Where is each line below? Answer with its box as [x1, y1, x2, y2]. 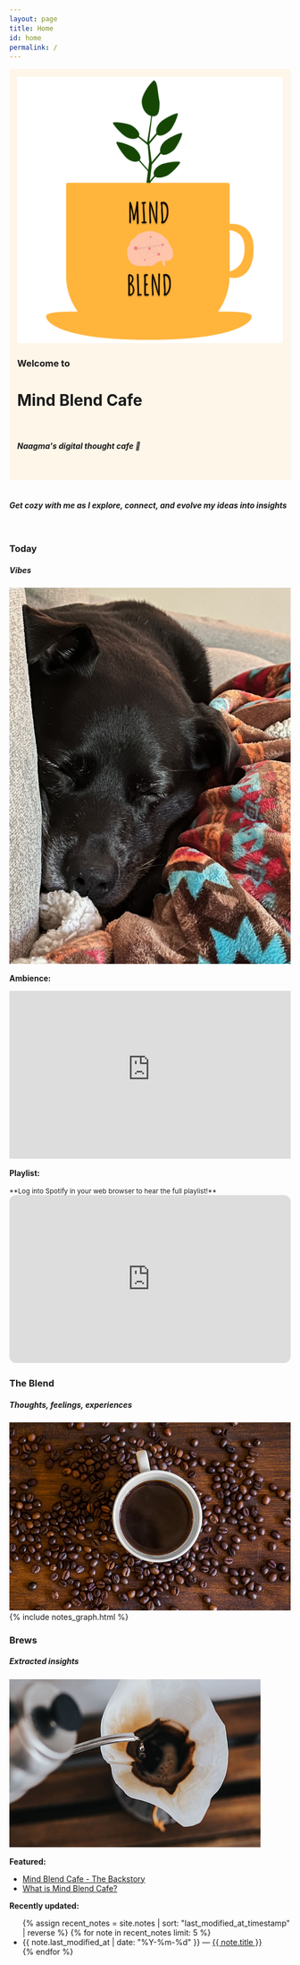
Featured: [9, 1856, 46, 1866]
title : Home [9, 23, 54, 33]
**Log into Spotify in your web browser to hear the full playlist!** [9, 1186, 217, 1196]
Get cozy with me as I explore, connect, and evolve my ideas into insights [9, 500, 287, 511]
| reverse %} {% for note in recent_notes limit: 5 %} [21, 1926, 212, 1938]
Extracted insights [9, 1656, 79, 1667]
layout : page [9, 14, 58, 23]
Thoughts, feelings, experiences [9, 1399, 132, 1410]
